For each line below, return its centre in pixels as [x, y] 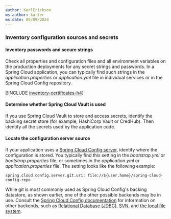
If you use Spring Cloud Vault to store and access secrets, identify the [79, 116]
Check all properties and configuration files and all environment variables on [86, 61]
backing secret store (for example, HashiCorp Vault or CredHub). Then [80, 121]
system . [14, 211]
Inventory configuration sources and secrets [62, 37]
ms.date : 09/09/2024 [27, 19]
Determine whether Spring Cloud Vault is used [56, 104]
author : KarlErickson [28, 10]
